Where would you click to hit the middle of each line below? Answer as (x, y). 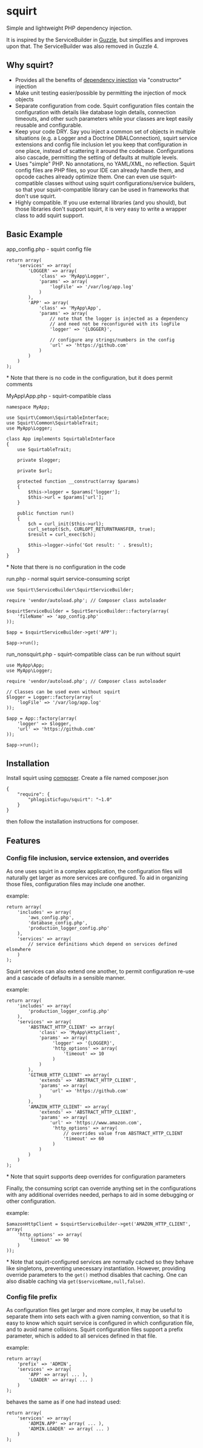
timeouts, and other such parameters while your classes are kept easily (104, 118)
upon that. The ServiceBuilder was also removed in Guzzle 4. (82, 46)
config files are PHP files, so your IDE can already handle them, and (99, 170)
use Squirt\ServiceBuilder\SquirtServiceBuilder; (70, 590)
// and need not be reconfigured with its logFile (115, 324)
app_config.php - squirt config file (49, 249)
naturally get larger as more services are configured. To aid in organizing (97, 878)
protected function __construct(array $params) (78, 481)
